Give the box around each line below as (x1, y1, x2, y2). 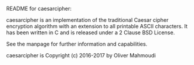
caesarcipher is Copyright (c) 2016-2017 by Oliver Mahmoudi (6, 52, 156, 58)
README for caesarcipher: (6, 5, 72, 12)
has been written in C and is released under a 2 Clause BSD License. (6, 29, 175, 36)
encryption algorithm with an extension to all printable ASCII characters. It (6, 23, 188, 30)
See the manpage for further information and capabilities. (6, 41, 147, 47)
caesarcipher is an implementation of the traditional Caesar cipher (6, 17, 169, 23)
